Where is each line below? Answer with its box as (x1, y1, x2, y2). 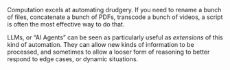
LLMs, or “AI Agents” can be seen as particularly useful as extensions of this (7, 33, 223, 41)
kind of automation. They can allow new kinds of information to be (7, 41, 194, 48)
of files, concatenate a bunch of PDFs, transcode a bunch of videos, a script (7, 13, 223, 21)
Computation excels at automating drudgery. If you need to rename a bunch (7, 6, 222, 14)
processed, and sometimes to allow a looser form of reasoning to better (7, 48, 210, 56)
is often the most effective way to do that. (7, 20, 125, 28)
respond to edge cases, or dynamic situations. (7, 55, 139, 63)
